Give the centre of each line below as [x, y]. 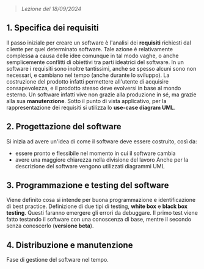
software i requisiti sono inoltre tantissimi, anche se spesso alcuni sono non [101, 68]
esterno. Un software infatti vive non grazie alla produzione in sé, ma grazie [101, 95]
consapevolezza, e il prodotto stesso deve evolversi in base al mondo [94, 88]
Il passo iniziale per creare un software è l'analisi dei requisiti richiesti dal [99, 43]
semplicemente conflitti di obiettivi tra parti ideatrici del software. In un [95, 62]
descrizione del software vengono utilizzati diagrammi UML [90, 166]
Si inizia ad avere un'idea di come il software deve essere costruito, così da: [102, 141]
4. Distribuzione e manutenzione [70, 245]
